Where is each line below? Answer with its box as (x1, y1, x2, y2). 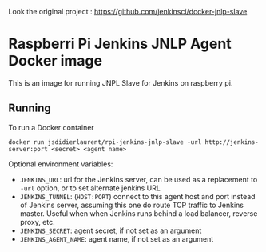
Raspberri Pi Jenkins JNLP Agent (8, 35, 232, 53)
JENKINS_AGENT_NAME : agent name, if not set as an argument (19, 234, 214, 243)
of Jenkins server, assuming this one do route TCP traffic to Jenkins (19, 200, 244, 210)
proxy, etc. (19, 217, 55, 226)
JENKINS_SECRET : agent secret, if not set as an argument (19, 226, 202, 235)
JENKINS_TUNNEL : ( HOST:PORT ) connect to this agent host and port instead (19, 191, 256, 201)
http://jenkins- (204, 138, 260, 146)
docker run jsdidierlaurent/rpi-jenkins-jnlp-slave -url (8, 138, 202, 146)
